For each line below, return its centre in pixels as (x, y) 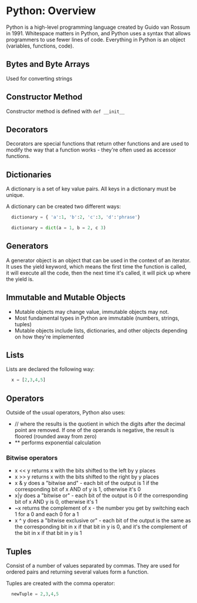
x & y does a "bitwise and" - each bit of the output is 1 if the (86, 483)
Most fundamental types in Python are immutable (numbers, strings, (97, 318)
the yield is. (20, 279)
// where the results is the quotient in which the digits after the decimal (100, 424)
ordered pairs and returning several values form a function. (77, 572)
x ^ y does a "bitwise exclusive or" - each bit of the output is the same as (103, 521)
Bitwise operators (32, 458)
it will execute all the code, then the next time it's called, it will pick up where (98, 273)
